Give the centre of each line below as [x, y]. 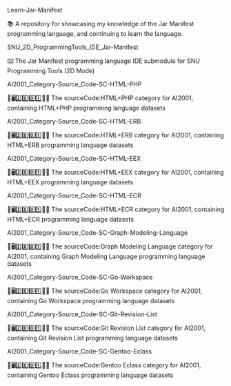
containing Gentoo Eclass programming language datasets [90, 375]
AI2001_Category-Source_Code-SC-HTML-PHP [74, 84]
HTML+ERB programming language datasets [70, 145]
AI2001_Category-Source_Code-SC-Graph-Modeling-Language [98, 233]
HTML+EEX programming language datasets [70, 182]
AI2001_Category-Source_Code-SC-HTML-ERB [74, 121]
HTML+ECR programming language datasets [71, 219]
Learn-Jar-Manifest [35, 10]
